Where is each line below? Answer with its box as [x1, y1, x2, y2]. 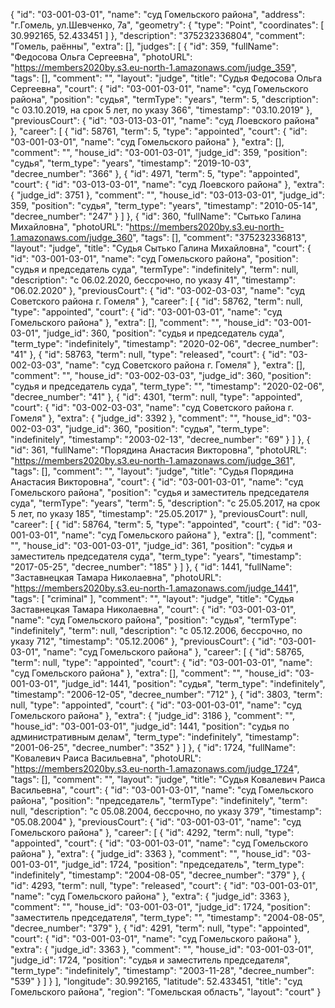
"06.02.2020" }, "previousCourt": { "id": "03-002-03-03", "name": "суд [10, 285, 305, 296]
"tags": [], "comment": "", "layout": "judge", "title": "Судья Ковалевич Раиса [10, 774, 326, 785]
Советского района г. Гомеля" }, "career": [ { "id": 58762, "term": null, [10, 295, 303, 307]
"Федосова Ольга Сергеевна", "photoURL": [10, 51, 193, 63]
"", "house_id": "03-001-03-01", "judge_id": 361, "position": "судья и [10, 540, 293, 551]
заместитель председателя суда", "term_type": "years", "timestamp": [10, 550, 302, 562]
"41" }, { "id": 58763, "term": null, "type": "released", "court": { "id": [10, 349, 287, 360]
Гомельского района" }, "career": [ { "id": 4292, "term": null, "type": [10, 827, 294, 838]
